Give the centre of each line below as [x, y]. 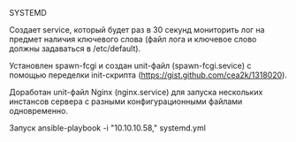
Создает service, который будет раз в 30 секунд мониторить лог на [137, 30]
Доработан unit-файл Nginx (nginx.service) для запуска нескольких [136, 92]
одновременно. [39, 111]
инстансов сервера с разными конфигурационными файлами [126, 101]
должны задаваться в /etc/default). [75, 49]
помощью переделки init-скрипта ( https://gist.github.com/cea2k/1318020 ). [148, 75]
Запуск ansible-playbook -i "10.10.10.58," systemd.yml [107, 128]
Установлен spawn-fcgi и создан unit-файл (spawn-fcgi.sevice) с [130, 66]
